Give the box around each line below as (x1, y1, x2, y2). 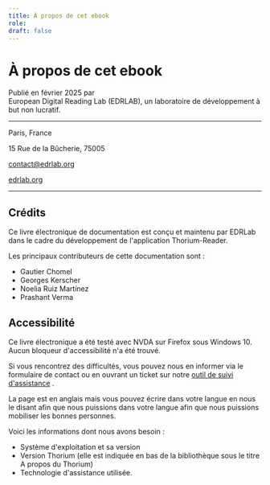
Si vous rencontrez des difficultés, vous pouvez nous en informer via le (8, 361, 243, 371)
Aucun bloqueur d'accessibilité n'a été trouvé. (8, 345, 161, 355)
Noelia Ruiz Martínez (19, 284, 89, 294)
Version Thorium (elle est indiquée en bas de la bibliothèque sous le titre (19, 450, 260, 460)
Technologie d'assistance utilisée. (19, 467, 133, 477)
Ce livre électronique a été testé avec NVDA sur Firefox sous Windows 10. (8, 337, 252, 347)
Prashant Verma (19, 293, 74, 302)
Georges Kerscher (19, 275, 81, 286)
